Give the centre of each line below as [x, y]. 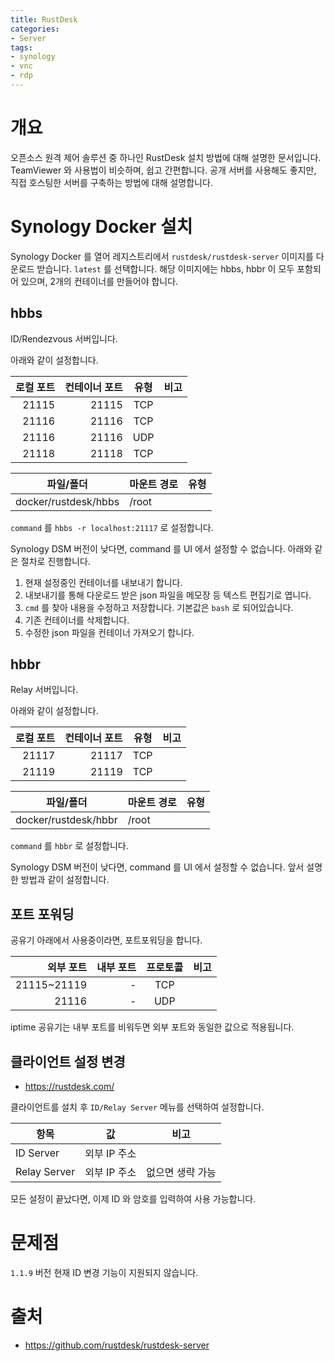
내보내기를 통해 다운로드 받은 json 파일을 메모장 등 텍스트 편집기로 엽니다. [168, 595]
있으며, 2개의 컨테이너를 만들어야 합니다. [99, 281]
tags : [21, 47]
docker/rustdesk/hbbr [66, 820]
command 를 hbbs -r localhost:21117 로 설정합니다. [112, 527]
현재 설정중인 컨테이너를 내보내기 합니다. [103, 582]
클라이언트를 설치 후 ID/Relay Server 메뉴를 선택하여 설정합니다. [137, 1107]
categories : [35, 29]
